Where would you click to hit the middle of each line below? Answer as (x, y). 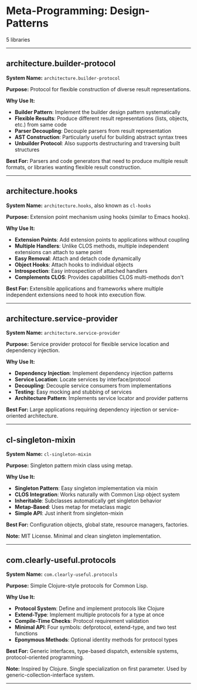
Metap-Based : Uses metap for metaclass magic (73, 507)
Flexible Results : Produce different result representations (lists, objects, (101, 118)
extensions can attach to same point (58, 252)
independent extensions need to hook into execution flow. (76, 295)
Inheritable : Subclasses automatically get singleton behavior (88, 501)
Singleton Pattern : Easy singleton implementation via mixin (86, 488)
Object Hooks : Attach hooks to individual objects (74, 264)
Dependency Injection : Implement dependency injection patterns (94, 373)
